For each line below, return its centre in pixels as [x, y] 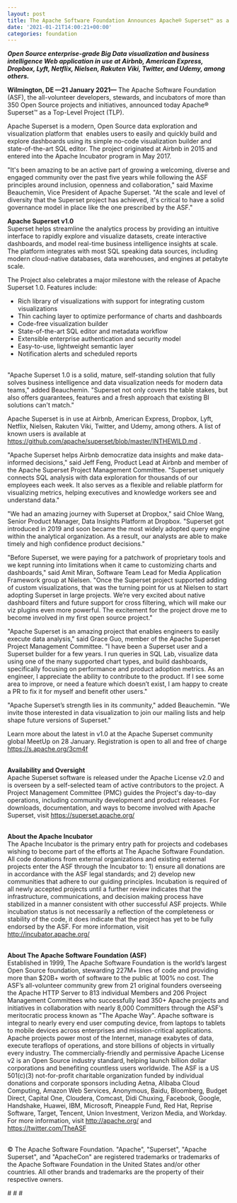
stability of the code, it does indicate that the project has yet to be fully [110, 919]
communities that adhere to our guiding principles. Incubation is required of [117, 882]
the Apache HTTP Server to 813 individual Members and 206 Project [107, 993]
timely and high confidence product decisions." [76, 544]
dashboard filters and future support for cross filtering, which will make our [117, 603]
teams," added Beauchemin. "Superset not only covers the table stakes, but [118, 390]
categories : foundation [42, 34]
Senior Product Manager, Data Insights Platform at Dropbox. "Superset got [116, 521]
